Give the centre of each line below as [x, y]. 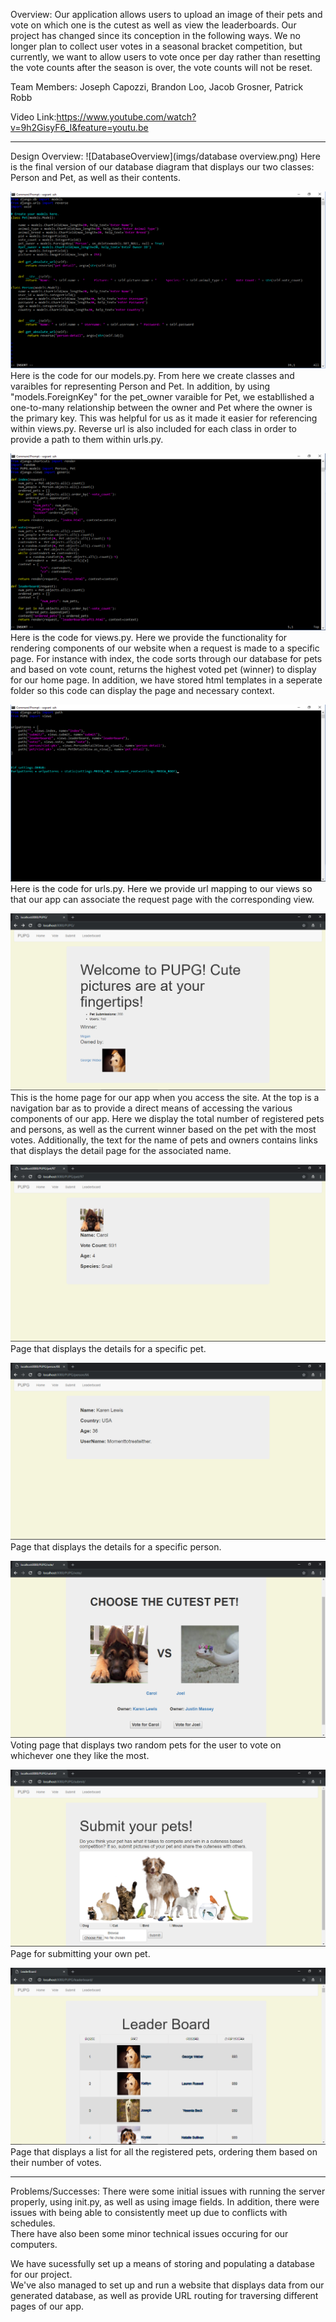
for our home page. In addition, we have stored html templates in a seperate [166, 680]
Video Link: [33, 117]
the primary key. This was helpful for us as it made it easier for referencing [164, 418]
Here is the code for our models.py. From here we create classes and [152, 375]
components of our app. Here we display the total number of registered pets [167, 1118]
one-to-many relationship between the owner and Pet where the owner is [161, 407]
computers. [34, 2244]
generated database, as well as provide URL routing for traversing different [164, 2295]
